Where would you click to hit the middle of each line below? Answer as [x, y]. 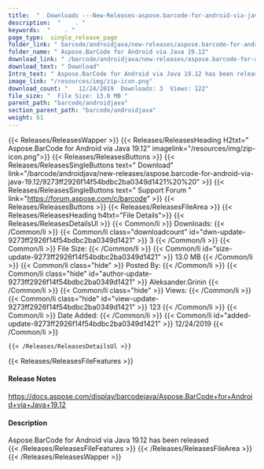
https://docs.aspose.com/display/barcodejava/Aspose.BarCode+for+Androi [130, 397]
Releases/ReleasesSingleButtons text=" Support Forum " [100, 190]
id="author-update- [121, 273]
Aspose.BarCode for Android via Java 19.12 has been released [109, 440]
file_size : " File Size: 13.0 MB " [68, 96]
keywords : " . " [42, 30]
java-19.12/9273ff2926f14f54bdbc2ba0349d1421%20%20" [104, 181]
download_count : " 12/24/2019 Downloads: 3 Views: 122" [109, 88]
